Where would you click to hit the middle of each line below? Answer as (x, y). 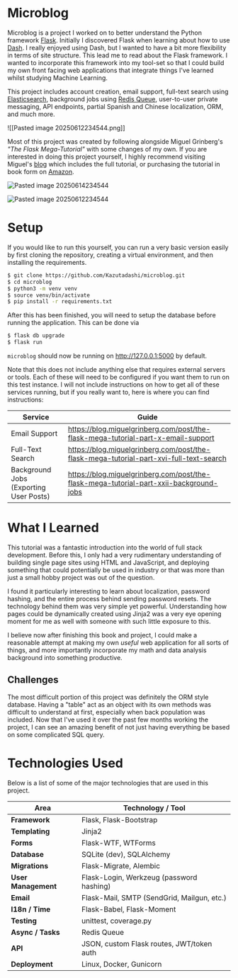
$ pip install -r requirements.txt (60, 302)
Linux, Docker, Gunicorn (121, 964)
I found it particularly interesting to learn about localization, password (109, 591)
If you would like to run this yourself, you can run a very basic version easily (118, 247)
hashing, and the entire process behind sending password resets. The (109, 598)
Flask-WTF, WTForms (118, 843)
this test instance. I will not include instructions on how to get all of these (113, 385)
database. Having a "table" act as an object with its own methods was (109, 704)
